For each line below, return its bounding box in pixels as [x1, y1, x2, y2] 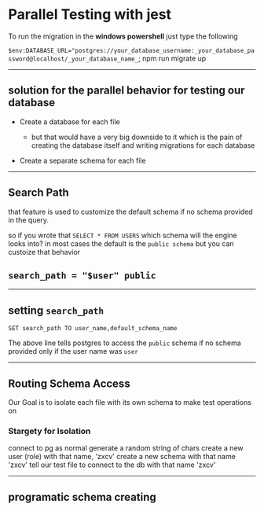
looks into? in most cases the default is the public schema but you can [8, 238, 234, 248]
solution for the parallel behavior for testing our [8, 84, 245, 97]
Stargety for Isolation [8, 425, 91, 436]
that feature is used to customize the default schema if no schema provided [8, 207, 253, 216]
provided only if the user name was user [8, 347, 139, 356]
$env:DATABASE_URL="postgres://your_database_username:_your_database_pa [8, 46, 255, 54]
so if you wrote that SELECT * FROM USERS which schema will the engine [8, 230, 237, 240]
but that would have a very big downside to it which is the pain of [31, 132, 243, 142]
